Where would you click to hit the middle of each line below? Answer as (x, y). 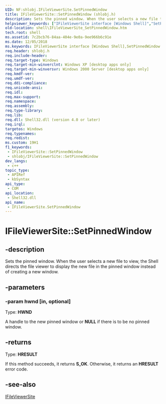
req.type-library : (24, 111)
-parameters (25, 287)
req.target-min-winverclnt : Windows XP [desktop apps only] (68, 65)
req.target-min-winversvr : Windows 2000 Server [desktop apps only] (77, 70)
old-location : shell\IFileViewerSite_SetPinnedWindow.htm (66, 28)
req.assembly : (20, 106)
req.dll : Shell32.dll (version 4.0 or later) (53, 120)
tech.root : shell (23, 33)
